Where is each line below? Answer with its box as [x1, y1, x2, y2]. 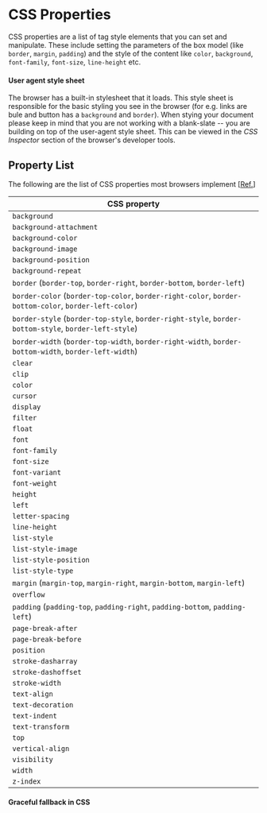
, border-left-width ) [60, 346, 138, 357]
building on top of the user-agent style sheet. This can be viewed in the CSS [8, 127, 258, 137]
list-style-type [12, 566, 74, 575]
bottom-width [12, 347, 62, 356]
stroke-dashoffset [12, 668, 82, 676]
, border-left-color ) [60, 300, 138, 311]
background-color [12, 233, 78, 242]
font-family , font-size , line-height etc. [8, 57, 141, 67]
